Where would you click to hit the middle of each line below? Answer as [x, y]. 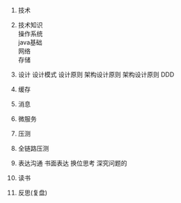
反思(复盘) [33, 193]
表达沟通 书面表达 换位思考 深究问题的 [72, 163]
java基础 [30, 42]
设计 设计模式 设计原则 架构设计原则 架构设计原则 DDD [96, 74]
